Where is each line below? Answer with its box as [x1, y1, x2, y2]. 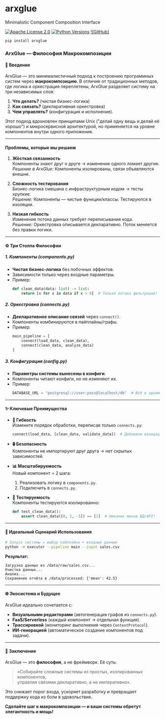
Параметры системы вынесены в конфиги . [12, 370, 106, 376]
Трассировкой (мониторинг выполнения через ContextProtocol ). [12, 622, 149, 628]
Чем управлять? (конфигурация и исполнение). [12, 109, 113, 115]
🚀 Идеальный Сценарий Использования [5, 529, 92, 535]
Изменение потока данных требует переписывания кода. [12, 216, 134, 222]
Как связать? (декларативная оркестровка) [12, 103, 106, 109]
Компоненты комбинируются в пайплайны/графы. [12, 319, 118, 325]
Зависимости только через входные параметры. [12, 271, 115, 277]
